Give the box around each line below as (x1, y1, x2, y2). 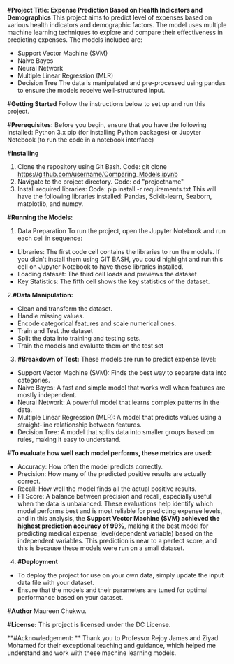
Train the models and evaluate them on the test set (17, 341, 164, 350)
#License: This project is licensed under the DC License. (7, 621, 171, 628)
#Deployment (17, 558, 58, 566)
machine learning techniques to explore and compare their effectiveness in (7, 28, 224, 36)
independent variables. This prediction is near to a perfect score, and (17, 537, 217, 545)
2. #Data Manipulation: (7, 291, 73, 299)
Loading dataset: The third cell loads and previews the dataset (17, 270, 197, 278)
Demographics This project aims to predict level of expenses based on (7, 13, 212, 22)
